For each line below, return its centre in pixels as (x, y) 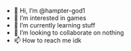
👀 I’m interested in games (50, 18)
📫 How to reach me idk (47, 40)
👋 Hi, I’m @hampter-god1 (49, 11)
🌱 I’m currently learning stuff (54, 25)
